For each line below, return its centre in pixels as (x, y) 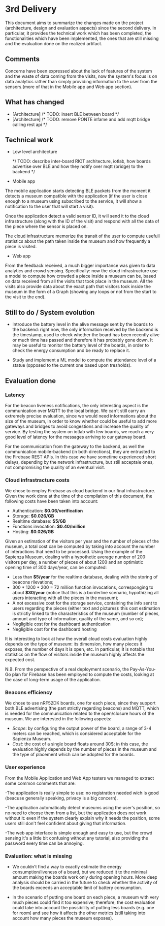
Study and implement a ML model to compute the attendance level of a (84, 360)
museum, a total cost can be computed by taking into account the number (80, 546)
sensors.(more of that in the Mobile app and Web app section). (69, 87)
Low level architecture (35, 152)
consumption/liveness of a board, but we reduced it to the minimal (80, 872)
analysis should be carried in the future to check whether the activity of (85, 883)
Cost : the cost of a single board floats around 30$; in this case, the (80, 744)
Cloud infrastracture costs (37, 480)
